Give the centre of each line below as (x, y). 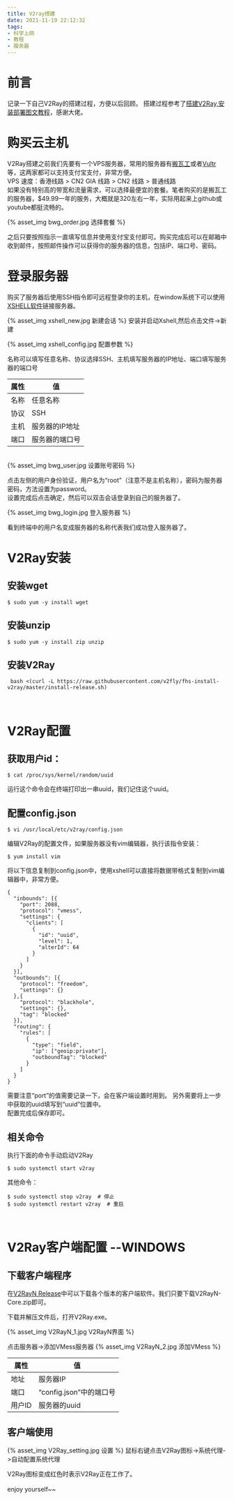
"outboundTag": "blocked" (70, 1058)
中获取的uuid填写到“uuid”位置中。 (56, 1104)
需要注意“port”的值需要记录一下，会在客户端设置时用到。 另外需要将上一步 (114, 1095)
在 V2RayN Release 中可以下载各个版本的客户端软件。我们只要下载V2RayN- (114, 1293)
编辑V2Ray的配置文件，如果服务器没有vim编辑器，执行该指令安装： (104, 843)
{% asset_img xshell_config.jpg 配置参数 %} (70, 344)
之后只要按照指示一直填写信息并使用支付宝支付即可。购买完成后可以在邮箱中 (117, 237)
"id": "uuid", (58, 936)
